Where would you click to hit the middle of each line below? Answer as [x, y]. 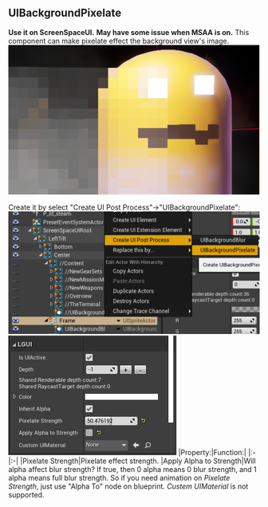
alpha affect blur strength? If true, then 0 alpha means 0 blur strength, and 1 [132, 470]
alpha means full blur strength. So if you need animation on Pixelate [119, 478]
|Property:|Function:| [213, 453]
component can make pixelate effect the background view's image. [119, 41]
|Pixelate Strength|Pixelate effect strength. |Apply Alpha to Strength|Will [138, 461]
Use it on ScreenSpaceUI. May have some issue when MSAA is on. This [129, 32]
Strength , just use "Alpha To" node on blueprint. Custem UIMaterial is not [128, 486]
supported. [26, 495]
